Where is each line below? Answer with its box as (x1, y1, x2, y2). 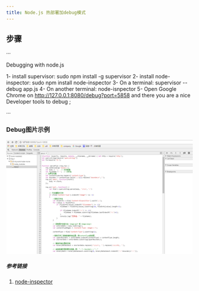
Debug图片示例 (6, 125, 50, 134)
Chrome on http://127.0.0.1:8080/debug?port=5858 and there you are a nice (6, 92, 191, 99)
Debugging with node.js (6, 61, 65, 68)
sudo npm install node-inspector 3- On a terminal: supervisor (31, 79, 182, 86)
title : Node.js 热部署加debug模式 (6, 10, 86, 15)
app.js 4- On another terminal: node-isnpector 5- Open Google (23, 86, 176, 93)
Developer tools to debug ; (6, 98, 71, 105)
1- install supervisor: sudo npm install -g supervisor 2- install (6, 73, 154, 80)
